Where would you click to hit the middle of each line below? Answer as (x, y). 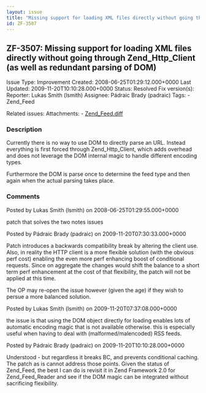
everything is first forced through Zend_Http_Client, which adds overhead (99, 149)
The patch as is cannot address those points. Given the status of (88, 364)
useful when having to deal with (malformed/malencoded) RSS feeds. (94, 333)
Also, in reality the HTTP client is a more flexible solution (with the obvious (100, 252)
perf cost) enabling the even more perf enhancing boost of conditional (95, 259)
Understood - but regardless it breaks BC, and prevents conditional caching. (103, 357)
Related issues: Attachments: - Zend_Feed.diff (65, 113)
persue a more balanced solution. (49, 296)
